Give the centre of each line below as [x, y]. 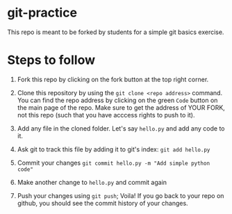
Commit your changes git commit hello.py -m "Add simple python [114, 163]
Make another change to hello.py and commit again [92, 182]
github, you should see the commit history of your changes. [103, 203]
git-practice [42, 13]
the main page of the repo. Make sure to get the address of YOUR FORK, [121, 107]
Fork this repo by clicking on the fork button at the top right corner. [113, 79]
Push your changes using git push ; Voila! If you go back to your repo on [121, 195]
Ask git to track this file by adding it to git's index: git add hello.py [114, 149]
